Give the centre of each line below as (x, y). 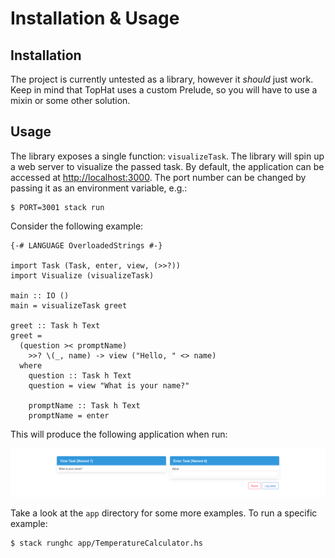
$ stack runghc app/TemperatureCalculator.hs (106, 543)
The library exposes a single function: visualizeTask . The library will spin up (167, 156)
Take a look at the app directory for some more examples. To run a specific (164, 513)
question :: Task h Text (80, 375)
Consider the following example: (77, 226)
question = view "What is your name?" (109, 385)
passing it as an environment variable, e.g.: (99, 188)
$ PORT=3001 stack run (57, 207)
